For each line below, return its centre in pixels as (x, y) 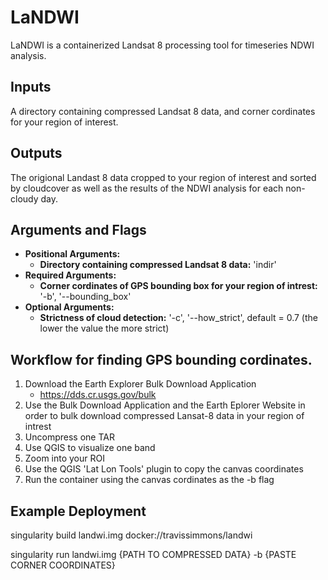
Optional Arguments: (69, 307)
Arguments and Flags (78, 229)
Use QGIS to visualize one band (90, 448)
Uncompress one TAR (69, 437)
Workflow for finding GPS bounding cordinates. (161, 359)
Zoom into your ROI (64, 458)
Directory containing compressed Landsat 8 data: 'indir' (158, 265)
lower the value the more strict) (104, 328)
